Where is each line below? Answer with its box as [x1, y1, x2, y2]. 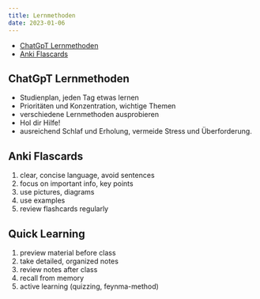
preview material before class [19, 248, 116, 257]
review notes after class [19, 264, 98, 274]
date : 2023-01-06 [8, 19, 66, 27]
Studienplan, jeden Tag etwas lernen [19, 93, 140, 103]
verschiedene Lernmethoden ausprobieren [19, 110, 160, 119]
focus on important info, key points [19, 179, 134, 188]
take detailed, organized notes [19, 256, 119, 266]
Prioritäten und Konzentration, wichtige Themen [19, 101, 176, 111]
